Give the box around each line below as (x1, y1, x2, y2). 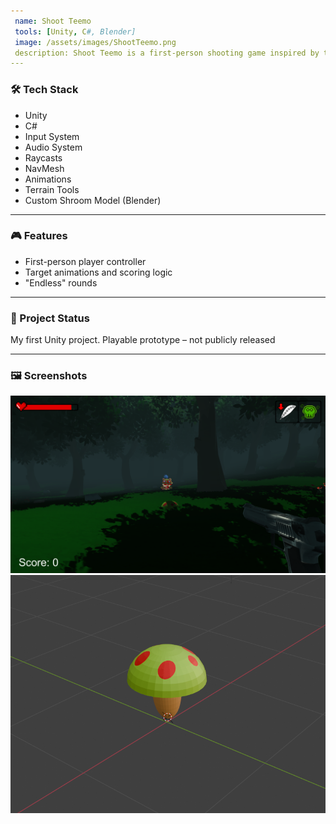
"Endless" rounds (24, 276, 98, 289)
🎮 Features (10, 229, 68, 243)
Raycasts (24, 151, 63, 164)
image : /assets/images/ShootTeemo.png (14, 37, 177, 47)
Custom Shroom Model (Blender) (24, 194, 162, 206)
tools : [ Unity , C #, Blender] (14, 26, 137, 37)
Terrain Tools (24, 183, 80, 195)
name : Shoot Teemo (14, 16, 92, 26)
